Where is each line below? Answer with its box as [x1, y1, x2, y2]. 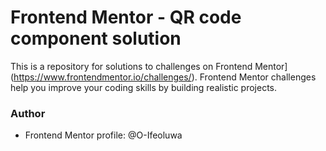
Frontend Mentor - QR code [10, 6, 242, 29]
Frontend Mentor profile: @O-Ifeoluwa [24, 129, 183, 141]
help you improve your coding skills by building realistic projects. [10, 81, 278, 93]
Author [10, 106, 46, 120]
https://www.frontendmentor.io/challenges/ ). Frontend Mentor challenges [13, 71, 317, 83]
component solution [10, 27, 182, 50]
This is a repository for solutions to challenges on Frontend [10, 60, 253, 72]
